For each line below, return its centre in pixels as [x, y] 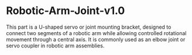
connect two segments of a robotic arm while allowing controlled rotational [96, 33]
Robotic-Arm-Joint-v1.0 [66, 11]
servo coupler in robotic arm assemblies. [55, 46]
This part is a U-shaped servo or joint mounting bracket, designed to [89, 27]
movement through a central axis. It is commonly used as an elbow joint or [96, 39]
